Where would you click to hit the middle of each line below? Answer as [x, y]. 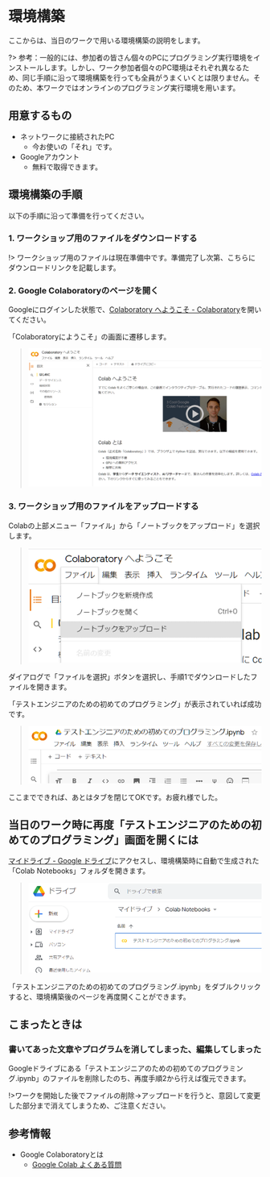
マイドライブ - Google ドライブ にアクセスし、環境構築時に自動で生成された [134, 861]
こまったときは [45, 1025]
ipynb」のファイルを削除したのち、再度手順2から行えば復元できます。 [134, 1079]
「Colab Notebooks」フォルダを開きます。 [79, 871]
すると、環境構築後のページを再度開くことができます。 [99, 996]
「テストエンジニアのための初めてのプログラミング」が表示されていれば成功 [135, 704]
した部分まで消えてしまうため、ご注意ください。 [89, 1106]
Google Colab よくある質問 [77, 1165]
